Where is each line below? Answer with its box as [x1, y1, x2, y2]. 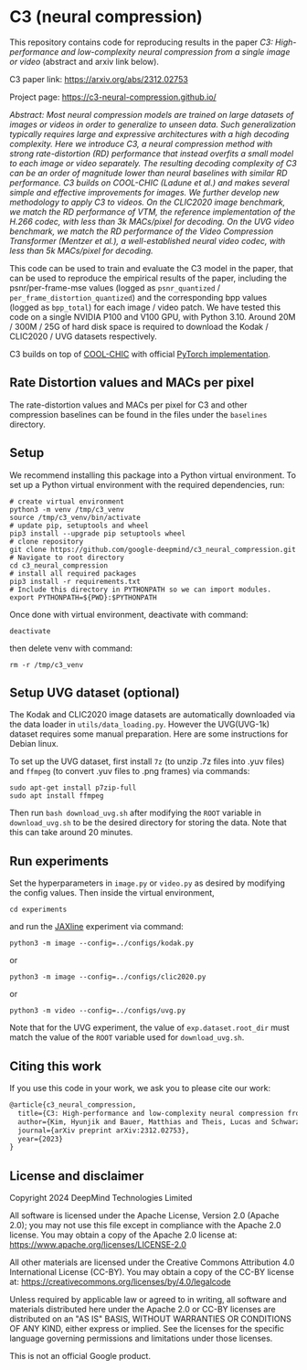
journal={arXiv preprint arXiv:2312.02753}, [17, 1126, 190, 1135]
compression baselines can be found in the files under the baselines [9, 409, 268, 419]
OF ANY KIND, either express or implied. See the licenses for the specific [9, 1323, 285, 1334]
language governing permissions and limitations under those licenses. [9, 1333, 273, 1344]
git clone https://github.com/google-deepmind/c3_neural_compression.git [9, 545, 297, 554]
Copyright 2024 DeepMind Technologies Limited [9, 1193, 193, 1204]
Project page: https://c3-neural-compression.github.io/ [9, 91, 217, 102]
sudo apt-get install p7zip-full [9, 783, 137, 792]
